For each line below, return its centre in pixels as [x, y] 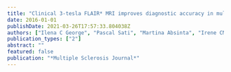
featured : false [30, 52]
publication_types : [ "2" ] [44, 39]
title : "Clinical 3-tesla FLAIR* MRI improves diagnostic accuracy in [110, 13]
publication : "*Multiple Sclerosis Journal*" [73, 58]
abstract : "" [26, 45]
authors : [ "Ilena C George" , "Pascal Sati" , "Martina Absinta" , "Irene [112, 33]
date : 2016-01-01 [32, 20]
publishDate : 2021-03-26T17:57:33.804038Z [69, 26]
